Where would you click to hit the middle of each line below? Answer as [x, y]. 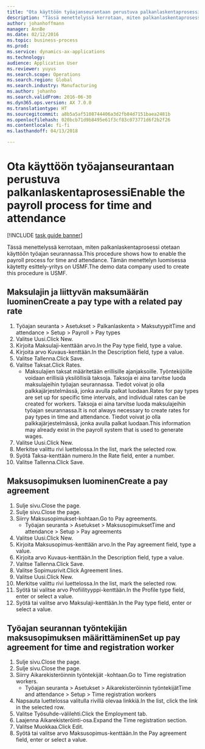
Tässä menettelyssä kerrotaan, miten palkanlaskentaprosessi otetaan [93, 247]
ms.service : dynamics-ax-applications [56, 52]
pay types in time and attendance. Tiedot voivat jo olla [92, 417]
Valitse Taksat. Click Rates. [48, 365]
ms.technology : [26, 57]
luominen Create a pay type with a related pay [95, 302]
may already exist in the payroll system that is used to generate [104, 429]
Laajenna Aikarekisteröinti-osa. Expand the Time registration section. [101, 720]
